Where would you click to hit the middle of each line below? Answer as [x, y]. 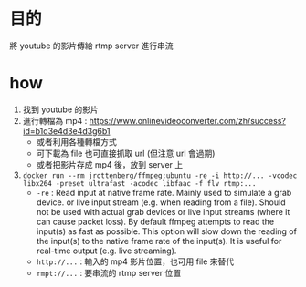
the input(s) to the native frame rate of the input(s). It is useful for [159, 241]
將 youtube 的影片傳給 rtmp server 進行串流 [91, 46]
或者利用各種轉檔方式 [76, 141]
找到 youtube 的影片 [60, 109]
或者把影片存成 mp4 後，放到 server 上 [110, 164]
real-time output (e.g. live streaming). [106, 251]
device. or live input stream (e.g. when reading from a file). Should [161, 202]
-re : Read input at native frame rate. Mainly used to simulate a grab [164, 192]
